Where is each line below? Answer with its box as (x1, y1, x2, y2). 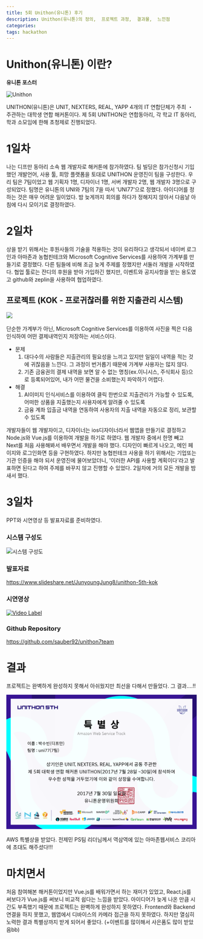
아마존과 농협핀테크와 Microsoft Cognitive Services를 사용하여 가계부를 (17, 253, 188, 260)
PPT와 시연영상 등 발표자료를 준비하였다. (6, 516, 102, 524)
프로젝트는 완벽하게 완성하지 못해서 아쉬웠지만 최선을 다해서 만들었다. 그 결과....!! (6, 682, 196, 690)
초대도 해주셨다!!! (12, 843, 53, 851)
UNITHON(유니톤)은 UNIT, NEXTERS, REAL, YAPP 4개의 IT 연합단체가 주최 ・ (6, 104, 193, 111)
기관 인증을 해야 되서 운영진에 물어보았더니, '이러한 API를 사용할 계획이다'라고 (6, 456, 189, 464)
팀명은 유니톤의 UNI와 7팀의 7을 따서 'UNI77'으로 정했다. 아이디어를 (28, 186, 188, 193)
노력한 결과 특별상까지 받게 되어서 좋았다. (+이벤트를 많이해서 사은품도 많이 (6, 918, 182, 926)
